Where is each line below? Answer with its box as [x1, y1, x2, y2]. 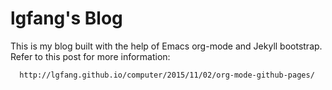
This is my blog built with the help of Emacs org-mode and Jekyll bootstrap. [10, 40, 323, 52]
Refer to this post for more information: [10, 50, 171, 62]
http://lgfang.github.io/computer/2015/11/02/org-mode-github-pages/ [19, 70, 315, 80]
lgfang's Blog [10, 7, 123, 30]
